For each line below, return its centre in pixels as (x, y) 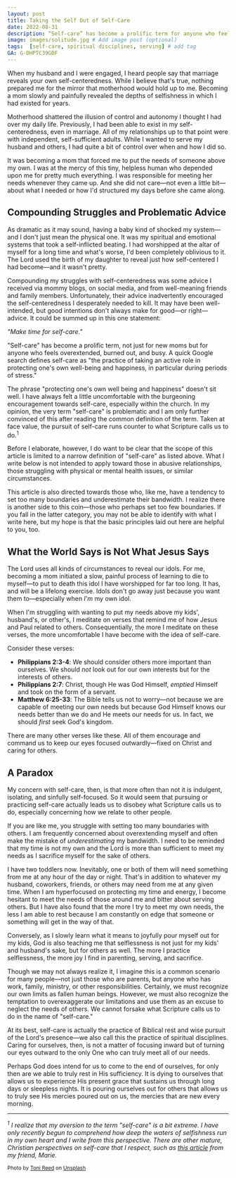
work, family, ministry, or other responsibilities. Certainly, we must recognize (118, 986)
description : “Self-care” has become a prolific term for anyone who (111, 33)
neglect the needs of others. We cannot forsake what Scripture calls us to (114, 1009)
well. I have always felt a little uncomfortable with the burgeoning (101, 396)
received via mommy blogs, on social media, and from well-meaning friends (117, 288)
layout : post (26, 14)
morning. (20, 1103)
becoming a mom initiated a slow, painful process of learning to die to (108, 576)
